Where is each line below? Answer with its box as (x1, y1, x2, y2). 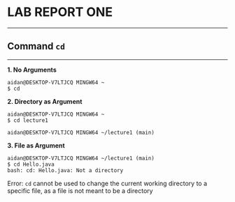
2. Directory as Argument (7, 97, 83, 105)
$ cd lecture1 (7, 116, 49, 124)
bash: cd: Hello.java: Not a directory (7, 166, 124, 174)
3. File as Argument (7, 141, 65, 150)
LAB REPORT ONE (7, 4, 113, 20)
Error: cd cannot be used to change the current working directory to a (7, 179, 208, 187)
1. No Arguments (7, 65, 57, 74)
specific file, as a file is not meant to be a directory (7, 186, 153, 195)
